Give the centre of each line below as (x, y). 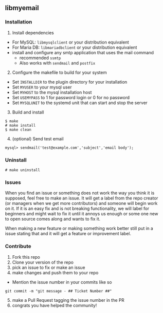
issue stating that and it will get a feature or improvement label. (68, 234)
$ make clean (18, 130)
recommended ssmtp (40, 58)
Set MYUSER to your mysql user (42, 87)
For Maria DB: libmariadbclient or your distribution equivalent (74, 47)
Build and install (28, 112)
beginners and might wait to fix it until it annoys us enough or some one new (81, 214)
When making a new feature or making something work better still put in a (79, 228)
